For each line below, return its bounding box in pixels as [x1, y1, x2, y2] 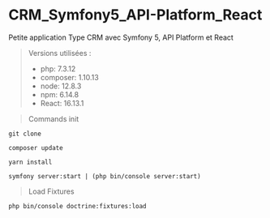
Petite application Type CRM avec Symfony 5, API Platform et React [8, 32, 234, 42]
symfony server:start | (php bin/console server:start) [8, 172, 201, 180]
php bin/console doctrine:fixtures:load [8, 202, 148, 210]
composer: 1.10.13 [40, 72, 99, 82]
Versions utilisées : [28, 48, 92, 58]
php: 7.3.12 [40, 63, 76, 74]
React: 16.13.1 [40, 98, 84, 108]
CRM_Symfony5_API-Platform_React [8, 6, 263, 24]
